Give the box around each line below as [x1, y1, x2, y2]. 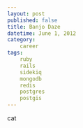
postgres [20, 88, 45, 95]
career [20, 43, 39, 50]
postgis [20, 95, 42, 102]
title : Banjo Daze [7, 23, 61, 30]
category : [7, 36, 36, 43]
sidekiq [20, 69, 42, 76]
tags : [7, 50, 23, 57]
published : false [7, 17, 58, 24]
